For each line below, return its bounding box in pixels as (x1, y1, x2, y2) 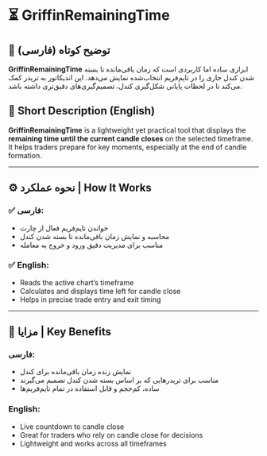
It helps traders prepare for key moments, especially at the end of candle (8, 142, 247, 152)
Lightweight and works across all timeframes (19, 439, 167, 448)
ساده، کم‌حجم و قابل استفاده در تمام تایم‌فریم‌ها (19, 384, 160, 393)
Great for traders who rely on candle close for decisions (19, 430, 203, 439)
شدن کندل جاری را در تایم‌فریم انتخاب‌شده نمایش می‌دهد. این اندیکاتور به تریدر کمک (8, 73, 255, 82)
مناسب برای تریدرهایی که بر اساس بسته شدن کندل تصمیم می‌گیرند (19, 375, 219, 385)
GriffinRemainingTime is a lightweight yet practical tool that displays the (8, 125, 246, 135)
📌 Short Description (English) (8, 104, 155, 118)
